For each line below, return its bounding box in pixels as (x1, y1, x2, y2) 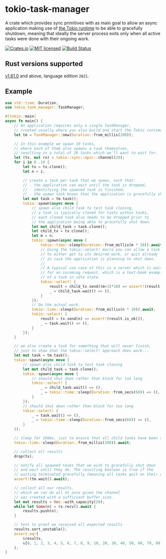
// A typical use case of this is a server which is (40, 265, 152, 271)
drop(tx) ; (14, 454, 35, 459)
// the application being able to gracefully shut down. (31, 219, 152, 224)
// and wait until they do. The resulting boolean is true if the (14, 467, 154, 472)
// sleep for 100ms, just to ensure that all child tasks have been (14, 435, 158, 441)
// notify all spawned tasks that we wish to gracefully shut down (14, 463, 156, 468)
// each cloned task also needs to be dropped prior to (31, 215, 149, 220)
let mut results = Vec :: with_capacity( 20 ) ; (14, 499, 105, 504)
